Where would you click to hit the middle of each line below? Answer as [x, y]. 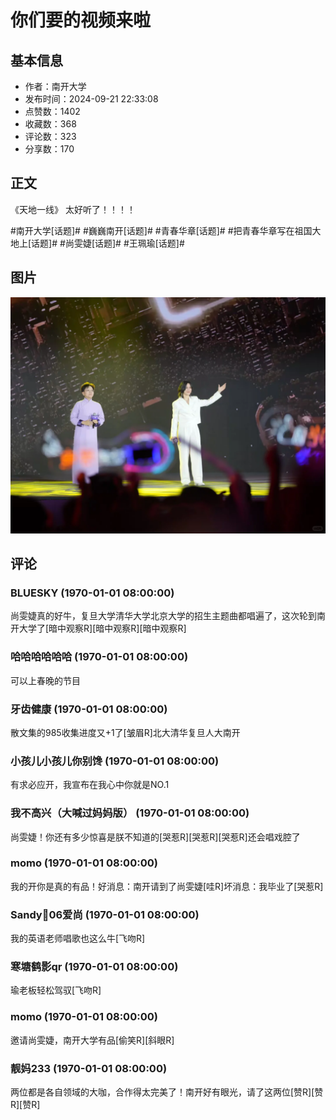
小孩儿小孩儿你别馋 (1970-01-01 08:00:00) [115, 761]
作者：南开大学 [55, 86]
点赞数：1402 [52, 111]
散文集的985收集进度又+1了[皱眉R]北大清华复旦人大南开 [125, 732]
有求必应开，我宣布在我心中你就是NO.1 [90, 785]
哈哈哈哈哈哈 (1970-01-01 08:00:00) [99, 657]
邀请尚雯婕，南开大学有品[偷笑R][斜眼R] [92, 1040]
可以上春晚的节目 [45, 680]
